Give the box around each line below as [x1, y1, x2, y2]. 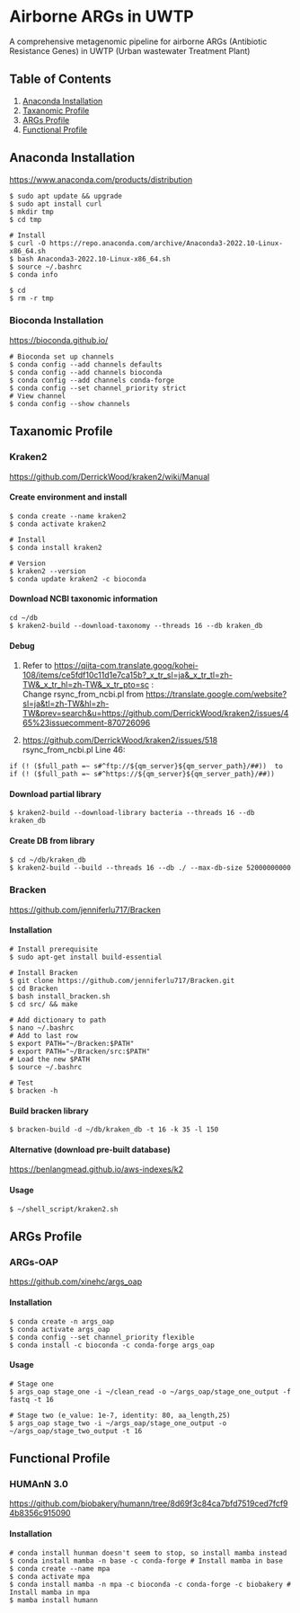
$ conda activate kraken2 [9, 519, 106, 528]
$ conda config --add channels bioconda [9, 368, 163, 377]
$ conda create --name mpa [9, 1564, 110, 1573]
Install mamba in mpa [9, 1588, 91, 1597]
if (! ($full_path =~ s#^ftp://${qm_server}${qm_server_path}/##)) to [9, 762, 283, 771]
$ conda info [9, 270, 58, 279]
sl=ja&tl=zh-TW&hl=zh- [22, 698, 110, 709]
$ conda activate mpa [9, 1572, 91, 1581]
